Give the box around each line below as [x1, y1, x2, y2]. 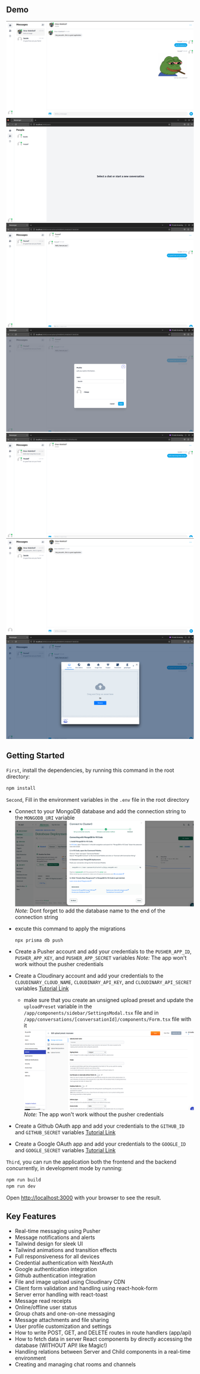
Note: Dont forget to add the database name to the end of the [14, 907, 165, 914]
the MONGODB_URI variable [14, 814, 75, 821]
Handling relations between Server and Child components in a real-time [14, 1348, 191, 1355]
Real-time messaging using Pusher [14, 1227, 101, 1234]
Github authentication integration [14, 1272, 96, 1279]
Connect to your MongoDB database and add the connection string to [14, 807, 186, 815]
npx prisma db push [14, 937, 64, 944]
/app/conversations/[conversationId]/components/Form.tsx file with [23, 1016, 192, 1023]
